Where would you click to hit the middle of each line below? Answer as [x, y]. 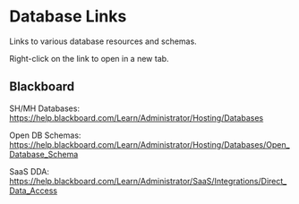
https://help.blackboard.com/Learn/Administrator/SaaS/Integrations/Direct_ [148, 181]
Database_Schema [44, 154]
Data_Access [34, 191]
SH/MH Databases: [45, 108]
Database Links [68, 17]
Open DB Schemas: [45, 135]
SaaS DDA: [30, 171]
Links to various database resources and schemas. [103, 41]
